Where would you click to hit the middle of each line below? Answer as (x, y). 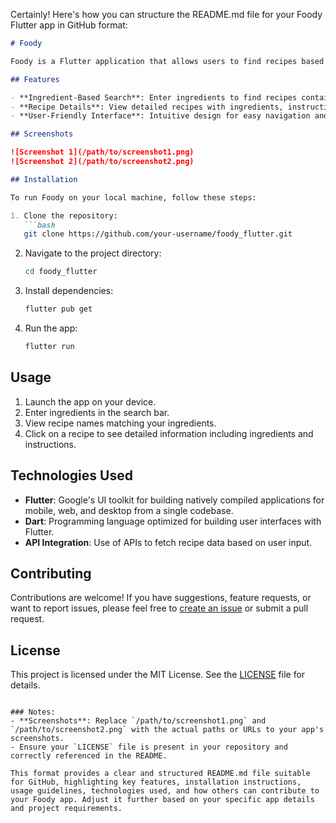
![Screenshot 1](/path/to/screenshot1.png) (102, 152)
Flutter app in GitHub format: (69, 25)
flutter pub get (58, 309)
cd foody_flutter (61, 272)
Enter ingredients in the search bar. (97, 412)
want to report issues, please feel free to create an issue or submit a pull (159, 608)
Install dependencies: (69, 291)
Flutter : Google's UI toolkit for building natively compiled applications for (174, 500)
